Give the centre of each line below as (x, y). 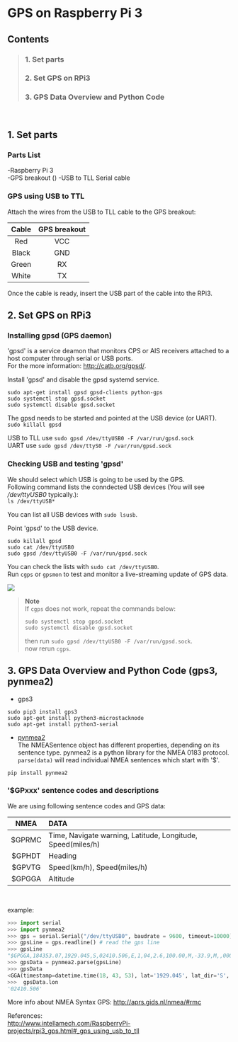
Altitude (61, 878)
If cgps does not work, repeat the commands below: (100, 608)
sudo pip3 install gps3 (42, 712)
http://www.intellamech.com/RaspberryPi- (69, 1024)
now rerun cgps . (48, 648)
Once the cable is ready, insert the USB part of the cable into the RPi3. (110, 293)
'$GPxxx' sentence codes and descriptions (83, 791)
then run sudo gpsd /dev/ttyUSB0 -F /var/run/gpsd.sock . (108, 641)
